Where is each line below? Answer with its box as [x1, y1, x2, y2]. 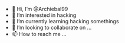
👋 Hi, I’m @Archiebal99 [11, 6, 68, 12]
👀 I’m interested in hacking [11, 12, 77, 19]
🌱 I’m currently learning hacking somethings [11, 18, 119, 24]
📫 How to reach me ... [11, 31, 67, 37]
